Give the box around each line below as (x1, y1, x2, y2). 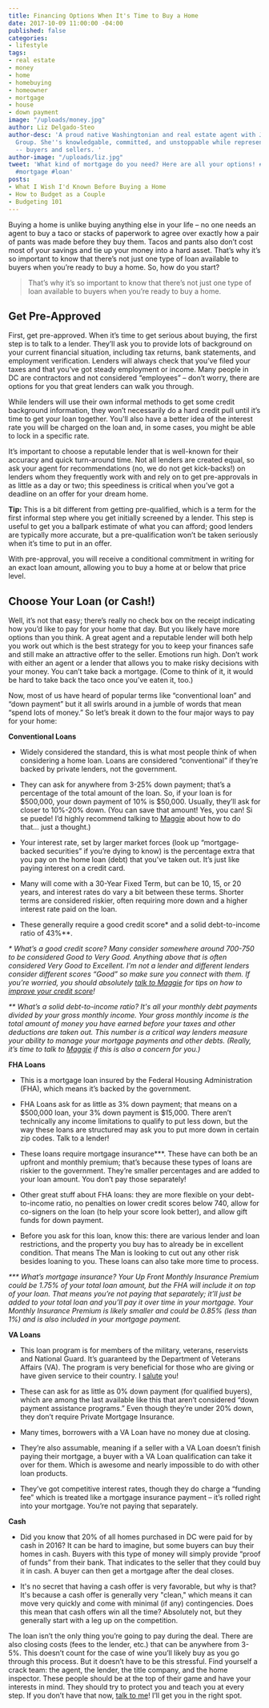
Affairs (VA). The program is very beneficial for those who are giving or (19, 1362, 255, 1373)
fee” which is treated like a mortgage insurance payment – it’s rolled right (19, 1493, 261, 1502)
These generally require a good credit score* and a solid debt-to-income (19, 920, 260, 929)
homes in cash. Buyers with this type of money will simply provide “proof (19, 1550, 261, 1559)
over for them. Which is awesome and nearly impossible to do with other (19, 1460, 259, 1469)
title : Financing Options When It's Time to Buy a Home (8, 11, 199, 20)
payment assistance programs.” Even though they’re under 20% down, (19, 1404, 255, 1413)
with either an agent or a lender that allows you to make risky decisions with (8, 658, 259, 668)
